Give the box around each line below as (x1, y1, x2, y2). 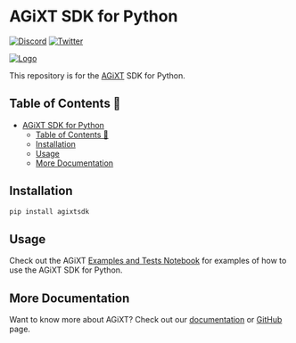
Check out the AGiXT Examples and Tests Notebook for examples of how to (9, 256, 287, 266)
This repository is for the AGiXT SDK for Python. (9, 69, 185, 81)
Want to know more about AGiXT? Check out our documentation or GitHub (9, 314, 283, 325)
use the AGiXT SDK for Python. (9, 265, 123, 275)
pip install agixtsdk (9, 207, 90, 216)
